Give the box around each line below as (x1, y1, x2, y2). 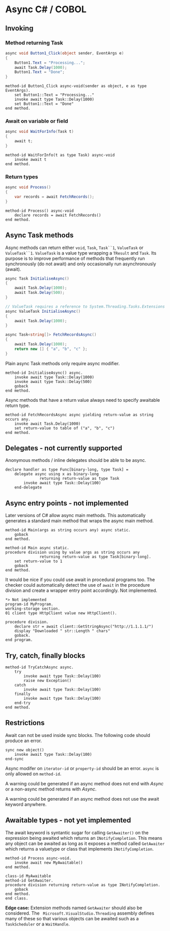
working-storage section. (5, 606, 60, 612)
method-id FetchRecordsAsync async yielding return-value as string (5, 412, 154, 417)
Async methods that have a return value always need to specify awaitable (5, 397, 160, 403)
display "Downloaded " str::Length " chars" (14, 628, 110, 634)
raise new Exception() (23, 678, 72, 683)
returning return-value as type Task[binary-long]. (39, 554, 152, 560)
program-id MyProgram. (5, 602, 53, 607)
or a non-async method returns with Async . (5, 786, 97, 792)
